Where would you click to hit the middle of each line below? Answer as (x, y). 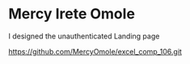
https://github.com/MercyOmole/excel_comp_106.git (95, 51)
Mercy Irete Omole (72, 14)
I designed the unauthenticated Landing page (84, 36)
